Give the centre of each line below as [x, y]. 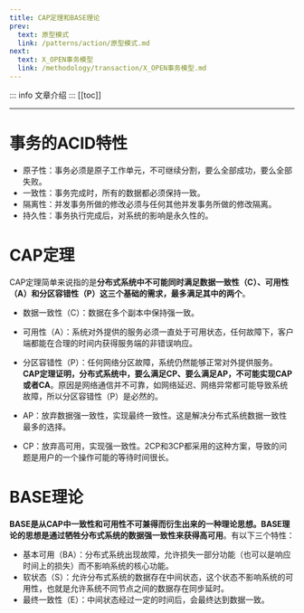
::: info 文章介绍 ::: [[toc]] [56, 95]
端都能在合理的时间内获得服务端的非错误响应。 [109, 343]
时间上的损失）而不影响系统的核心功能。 [98, 565]
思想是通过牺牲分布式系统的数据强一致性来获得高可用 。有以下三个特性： [160, 535]
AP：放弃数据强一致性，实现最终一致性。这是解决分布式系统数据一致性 [155, 415]
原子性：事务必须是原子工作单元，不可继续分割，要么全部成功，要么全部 [157, 170]
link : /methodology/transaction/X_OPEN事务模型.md [112, 69]
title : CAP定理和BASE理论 [55, 18]
